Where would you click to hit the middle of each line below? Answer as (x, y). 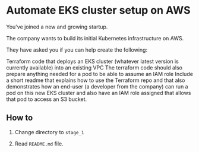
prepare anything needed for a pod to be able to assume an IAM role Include (99, 74)
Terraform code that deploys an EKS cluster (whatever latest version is (93, 61)
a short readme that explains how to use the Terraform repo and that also (96, 80)
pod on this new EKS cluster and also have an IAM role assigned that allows (99, 93)
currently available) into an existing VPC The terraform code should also (94, 67)
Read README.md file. (39, 144)
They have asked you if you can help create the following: (77, 50)
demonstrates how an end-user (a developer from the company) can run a (97, 86)
